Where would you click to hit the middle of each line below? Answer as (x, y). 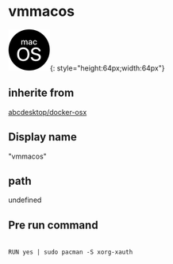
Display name (42, 137)
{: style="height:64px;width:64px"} (108, 68)
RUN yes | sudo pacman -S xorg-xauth (71, 252)
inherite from (41, 93)
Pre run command (53, 225)
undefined (25, 200)
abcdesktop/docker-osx (48, 112)
